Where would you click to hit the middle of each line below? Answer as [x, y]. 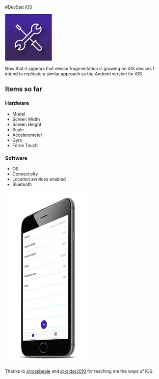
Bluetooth [22, 184]
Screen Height [27, 124]
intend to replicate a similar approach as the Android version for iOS [74, 74]
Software [16, 158]
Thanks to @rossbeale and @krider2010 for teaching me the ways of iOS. [79, 371]
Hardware [17, 103]
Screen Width [26, 119]
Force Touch [25, 145]
